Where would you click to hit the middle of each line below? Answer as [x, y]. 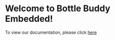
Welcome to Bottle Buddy [58, 9]
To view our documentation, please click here [51, 32]
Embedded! [29, 19]
